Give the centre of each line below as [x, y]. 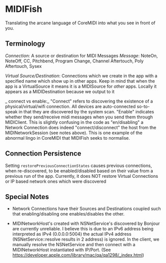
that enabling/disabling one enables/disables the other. [68, 214]
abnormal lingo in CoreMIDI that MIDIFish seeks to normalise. [68, 138]
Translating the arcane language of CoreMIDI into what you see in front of [80, 23]
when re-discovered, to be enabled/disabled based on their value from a [79, 171]
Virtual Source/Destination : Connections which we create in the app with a [81, 76]
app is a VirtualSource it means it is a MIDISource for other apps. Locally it [81, 86]
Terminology [25, 44]
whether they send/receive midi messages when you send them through [79, 117]
